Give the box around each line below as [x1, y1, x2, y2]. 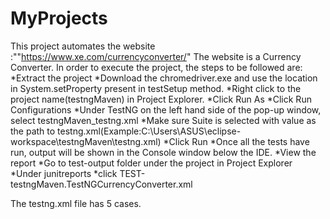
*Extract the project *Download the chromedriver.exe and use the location [10, 72, 318, 84]
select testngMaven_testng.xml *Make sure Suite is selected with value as [10, 114, 317, 126]
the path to [10, 125, 56, 137]
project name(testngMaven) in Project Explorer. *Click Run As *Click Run [10, 93, 312, 105]
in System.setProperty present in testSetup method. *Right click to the [10, 82, 302, 94]
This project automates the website [10, 40, 156, 52]
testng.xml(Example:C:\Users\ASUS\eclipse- [57, 125, 242, 137]
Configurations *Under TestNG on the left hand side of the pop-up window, [10, 103, 322, 116]
